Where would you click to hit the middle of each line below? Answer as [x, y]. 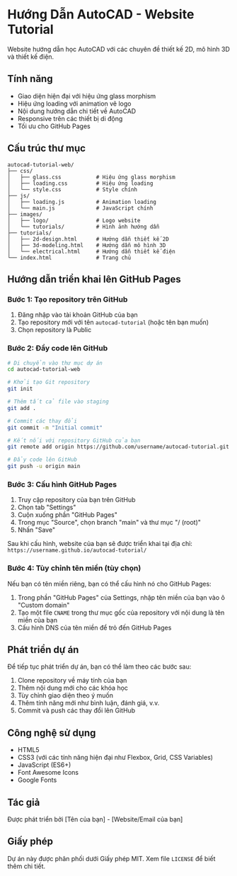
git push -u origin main [44, 467]
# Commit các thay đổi [42, 421]
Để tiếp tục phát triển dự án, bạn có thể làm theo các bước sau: [99, 667]
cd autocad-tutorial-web [44, 370]
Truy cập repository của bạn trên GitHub [76, 500]
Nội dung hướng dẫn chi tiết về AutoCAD [77, 111]
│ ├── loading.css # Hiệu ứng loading [80, 183]
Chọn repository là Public [54, 330]
